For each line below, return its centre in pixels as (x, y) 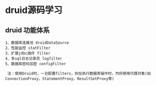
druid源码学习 (34, 10)
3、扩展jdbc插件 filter (28, 53)
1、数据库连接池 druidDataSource (37, 43)
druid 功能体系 (27, 30)
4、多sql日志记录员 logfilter (34, 59)
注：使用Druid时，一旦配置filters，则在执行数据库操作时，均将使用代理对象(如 (79, 74)
